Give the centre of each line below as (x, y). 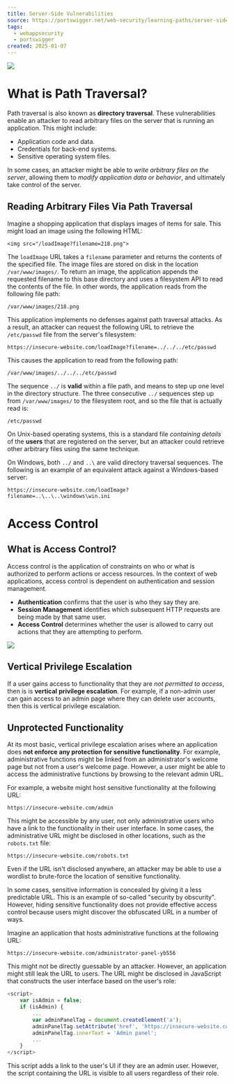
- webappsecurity (39, 33)
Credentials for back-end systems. (67, 149)
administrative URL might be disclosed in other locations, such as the (106, 836)
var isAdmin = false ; (51, 1001)
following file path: (34, 293)
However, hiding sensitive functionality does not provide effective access (112, 904)
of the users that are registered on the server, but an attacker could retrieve (116, 441)
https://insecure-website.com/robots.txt (68, 856)
